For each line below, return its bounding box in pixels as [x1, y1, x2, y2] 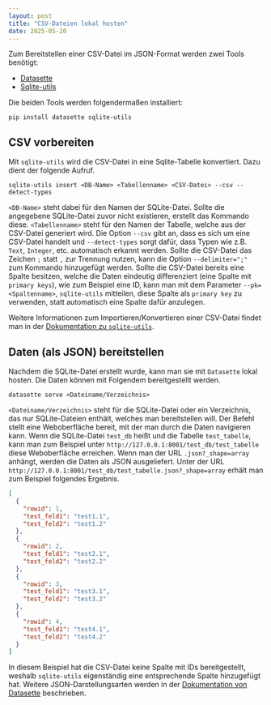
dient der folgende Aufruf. [8, 165, 95, 175]
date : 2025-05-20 [8, 27, 67, 35]
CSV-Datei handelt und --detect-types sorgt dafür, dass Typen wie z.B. [8, 237, 248, 247]
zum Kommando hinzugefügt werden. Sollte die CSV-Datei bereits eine [8, 263, 245, 272]
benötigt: [8, 58, 39, 67]
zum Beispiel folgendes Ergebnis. [8, 474, 120, 483]
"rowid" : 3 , [23, 580, 63, 588]
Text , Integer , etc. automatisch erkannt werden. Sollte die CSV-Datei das [8, 246, 252, 255]
